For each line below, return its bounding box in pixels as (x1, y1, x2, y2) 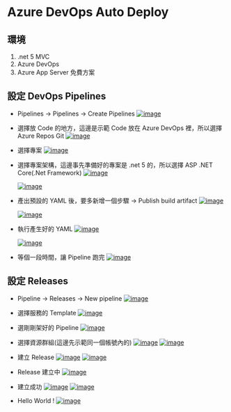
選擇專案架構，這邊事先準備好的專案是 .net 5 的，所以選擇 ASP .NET (17, 161, 214, 169)
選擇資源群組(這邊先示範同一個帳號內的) (17, 338, 132, 347)
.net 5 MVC (17, 53, 50, 61)
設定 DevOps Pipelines (7, 90, 106, 102)
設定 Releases (7, 276, 68, 287)
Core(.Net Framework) (17, 168, 82, 177)
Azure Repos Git (17, 132, 65, 140)
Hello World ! (17, 396, 55, 404)
